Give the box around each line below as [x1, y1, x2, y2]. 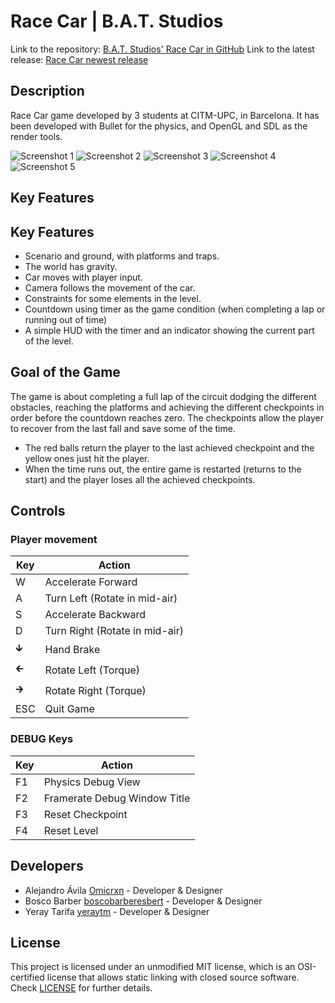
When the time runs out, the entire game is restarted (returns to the [24, 463, 302, 475]
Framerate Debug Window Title [43, 791, 191, 805]
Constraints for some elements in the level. [24, 292, 202, 304]
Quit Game [44, 702, 95, 716]
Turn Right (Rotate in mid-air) [44, 624, 184, 638]
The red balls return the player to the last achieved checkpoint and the [24, 441, 315, 454]
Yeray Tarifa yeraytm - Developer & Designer [24, 905, 210, 917]
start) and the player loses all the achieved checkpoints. [24, 473, 256, 485]
